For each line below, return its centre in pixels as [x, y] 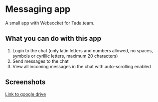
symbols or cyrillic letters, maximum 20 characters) [65, 56]
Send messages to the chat [40, 61]
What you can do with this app [53, 39]
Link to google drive [26, 94]
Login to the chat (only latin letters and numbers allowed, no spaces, [82, 50]
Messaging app [38, 9]
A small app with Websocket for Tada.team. [50, 23]
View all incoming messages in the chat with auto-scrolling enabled [81, 66]
